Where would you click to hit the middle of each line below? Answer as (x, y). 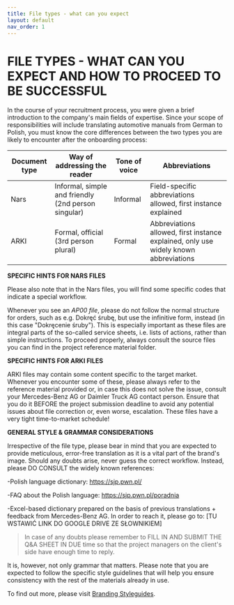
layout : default (31, 20)
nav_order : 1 (26, 27)
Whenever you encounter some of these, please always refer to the (104, 382)
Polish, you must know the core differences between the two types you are (115, 133)
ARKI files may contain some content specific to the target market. (102, 375)
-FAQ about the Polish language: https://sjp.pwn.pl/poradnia (93, 495)
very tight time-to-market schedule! (58, 419)
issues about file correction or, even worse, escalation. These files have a (112, 412)
